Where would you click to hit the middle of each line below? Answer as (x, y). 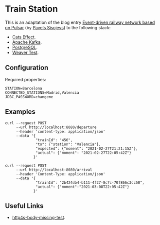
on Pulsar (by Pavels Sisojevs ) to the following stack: (58, 27)
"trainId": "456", (54, 140)
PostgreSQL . (25, 47)
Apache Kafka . (27, 42)
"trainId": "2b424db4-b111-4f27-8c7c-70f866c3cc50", (90, 182)
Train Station (32, 9)
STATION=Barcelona (24, 88)
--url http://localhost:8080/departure (56, 127)
